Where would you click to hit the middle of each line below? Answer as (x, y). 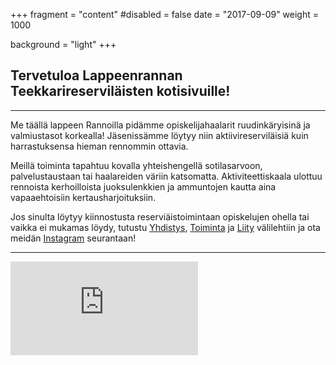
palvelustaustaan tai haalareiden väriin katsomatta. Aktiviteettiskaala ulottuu (166, 176)
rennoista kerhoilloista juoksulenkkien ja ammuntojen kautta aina (143, 186)
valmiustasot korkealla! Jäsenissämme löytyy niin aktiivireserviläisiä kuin (159, 135)
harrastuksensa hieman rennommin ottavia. (99, 146)
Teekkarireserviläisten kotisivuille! (120, 91)
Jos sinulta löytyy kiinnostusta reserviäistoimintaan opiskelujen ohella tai (160, 216)
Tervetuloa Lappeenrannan (96, 75)
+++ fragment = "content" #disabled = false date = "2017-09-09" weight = (165, 14)
